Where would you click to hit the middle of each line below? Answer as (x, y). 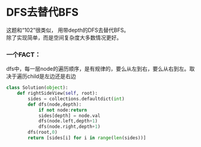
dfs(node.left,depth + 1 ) (68, 121)
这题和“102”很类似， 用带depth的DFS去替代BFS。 (68, 30)
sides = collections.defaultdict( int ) (76, 99)
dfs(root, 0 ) (43, 133)
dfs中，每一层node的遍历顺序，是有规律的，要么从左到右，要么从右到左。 (98, 69)
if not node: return (62, 110)
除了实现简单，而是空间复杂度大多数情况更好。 (64, 37)
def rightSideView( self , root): (57, 94)
